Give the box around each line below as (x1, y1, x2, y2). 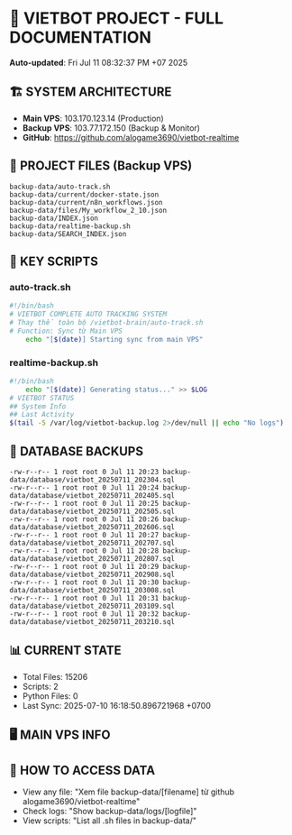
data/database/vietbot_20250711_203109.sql (9, 601, 176, 610)
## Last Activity (9, 410, 75, 419)
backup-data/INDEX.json (9, 214, 99, 223)
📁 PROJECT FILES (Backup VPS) (9, 158, 193, 174)
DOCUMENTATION (9, 27, 151, 48)
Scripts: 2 (22, 681, 59, 692)
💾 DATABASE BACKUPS (9, 444, 144, 459)
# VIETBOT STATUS (9, 393, 75, 402)
